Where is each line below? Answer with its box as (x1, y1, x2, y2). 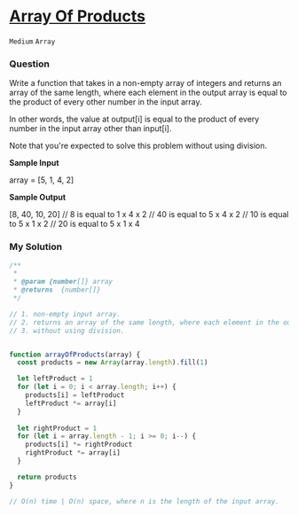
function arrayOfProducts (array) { (9, 350, 141, 359)
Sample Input (9, 158, 59, 168)
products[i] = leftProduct (25, 391, 125, 400)
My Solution (9, 241, 63, 254)
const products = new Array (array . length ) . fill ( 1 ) (17, 358, 208, 367)
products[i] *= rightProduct (25, 441, 133, 449)
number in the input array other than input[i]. (9, 123, 172, 134)
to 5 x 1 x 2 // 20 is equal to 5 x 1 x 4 (9, 219, 140, 230)
